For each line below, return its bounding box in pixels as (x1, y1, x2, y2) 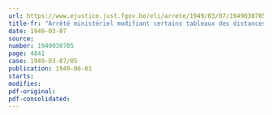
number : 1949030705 (8, 42, 74, 50)
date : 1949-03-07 (8, 27, 67, 35)
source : (8, 34, 35, 43)
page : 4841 (8, 49, 45, 57)
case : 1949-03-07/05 (8, 57, 79, 66)
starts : (8, 72, 35, 80)
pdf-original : (8, 87, 57, 96)
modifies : (8, 79, 42, 87)
